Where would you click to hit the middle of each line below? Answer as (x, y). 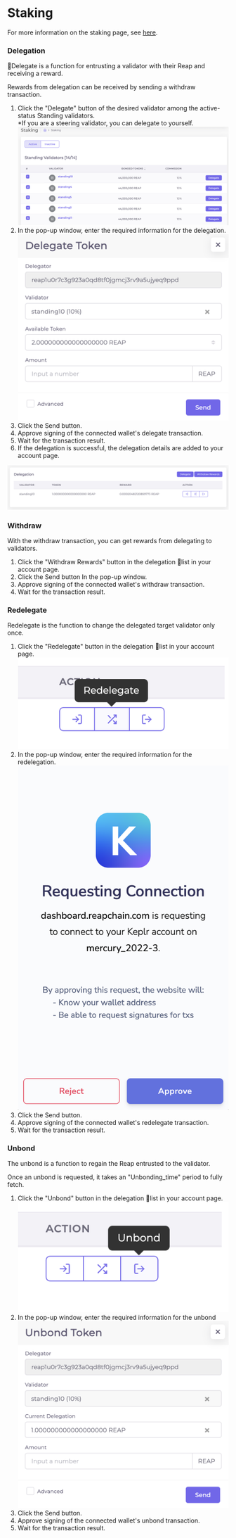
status (26, 116)
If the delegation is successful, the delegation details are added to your (120, 448)
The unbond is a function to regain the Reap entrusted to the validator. (109, 1164)
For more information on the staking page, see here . (83, 32)
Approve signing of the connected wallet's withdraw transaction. (111, 585)
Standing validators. (66, 116)
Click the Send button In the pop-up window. (82, 577)
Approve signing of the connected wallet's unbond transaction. (109, 1520)
